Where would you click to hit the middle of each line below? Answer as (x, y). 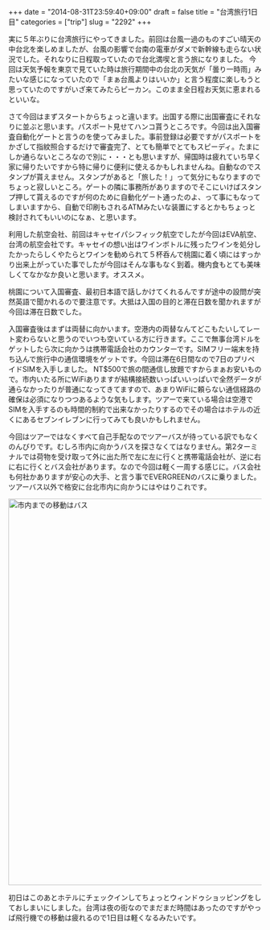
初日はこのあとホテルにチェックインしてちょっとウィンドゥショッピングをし (135, 897)
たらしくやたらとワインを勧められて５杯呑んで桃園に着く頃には (135, 254)
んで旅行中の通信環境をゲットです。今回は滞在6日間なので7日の (128, 359)
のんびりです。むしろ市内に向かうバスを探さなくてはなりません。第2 (123, 446)
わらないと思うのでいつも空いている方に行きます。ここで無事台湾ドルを (141, 339)
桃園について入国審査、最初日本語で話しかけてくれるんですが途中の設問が (131, 291)
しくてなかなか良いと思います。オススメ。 (78, 275)
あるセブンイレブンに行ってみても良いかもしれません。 (113, 420)
